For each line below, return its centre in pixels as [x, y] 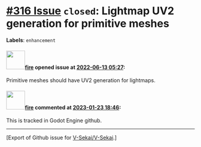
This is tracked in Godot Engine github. [54, 121]
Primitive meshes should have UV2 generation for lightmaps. [81, 80]
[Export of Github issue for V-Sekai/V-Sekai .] [62, 137]
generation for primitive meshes [88, 24]
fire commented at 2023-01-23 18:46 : [73, 107]
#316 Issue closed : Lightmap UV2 [90, 11]
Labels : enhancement [31, 40]
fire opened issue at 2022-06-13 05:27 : [75, 67]
